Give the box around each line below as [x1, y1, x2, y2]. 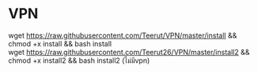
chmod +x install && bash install [8, 38, 112, 48]
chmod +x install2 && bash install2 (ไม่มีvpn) [8, 56, 150, 65]
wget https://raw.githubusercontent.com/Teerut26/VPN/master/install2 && [8, 47, 250, 57]
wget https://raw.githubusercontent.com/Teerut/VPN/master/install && [8, 31, 237, 40]
